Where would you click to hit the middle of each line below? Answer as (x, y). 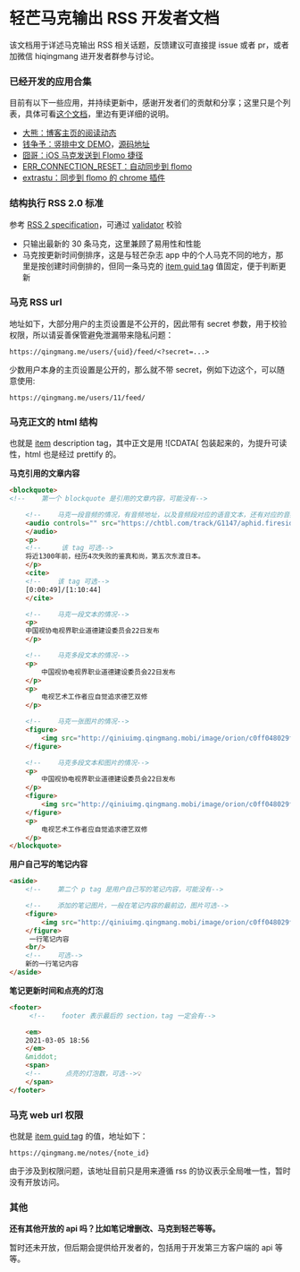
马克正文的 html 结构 (54, 422)
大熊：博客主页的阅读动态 (69, 133)
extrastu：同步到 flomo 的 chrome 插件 (94, 178)
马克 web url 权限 (46, 1114)
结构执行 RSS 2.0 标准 (57, 203)
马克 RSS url (36, 303)
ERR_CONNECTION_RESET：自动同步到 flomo (107, 167)
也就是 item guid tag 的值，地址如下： (79, 1136)
